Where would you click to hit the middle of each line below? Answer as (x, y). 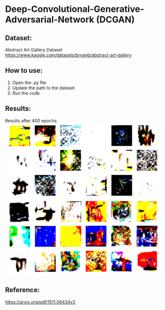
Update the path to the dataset (43, 88)
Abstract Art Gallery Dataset (34, 50)
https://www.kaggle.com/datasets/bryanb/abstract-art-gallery (68, 55)
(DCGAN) (115, 20)
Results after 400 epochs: (31, 120)
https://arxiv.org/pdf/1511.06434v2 (40, 302)
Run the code (26, 93)
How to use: (24, 71)
